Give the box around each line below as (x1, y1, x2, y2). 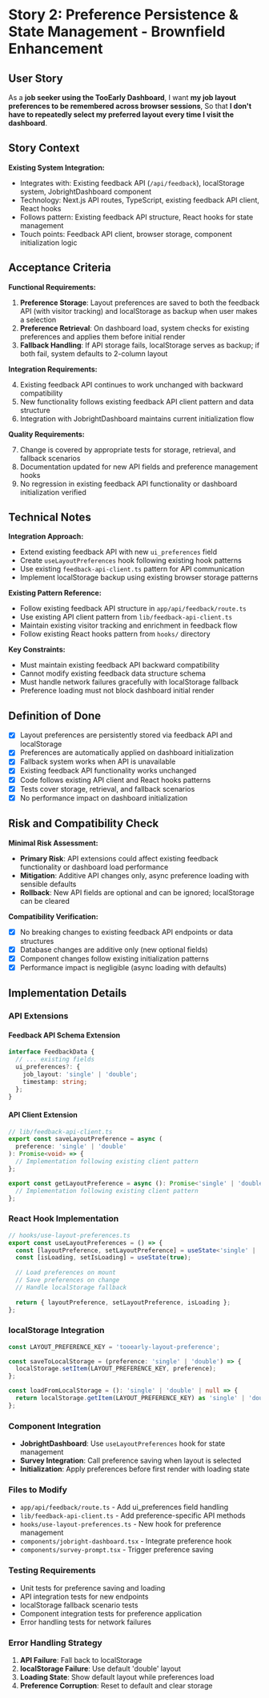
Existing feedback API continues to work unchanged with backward (19, 379, 243, 389)
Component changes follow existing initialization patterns (19, 953, 210, 963)
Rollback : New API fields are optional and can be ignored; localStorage (19, 887, 255, 897)
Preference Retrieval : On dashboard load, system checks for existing (19, 323, 250, 333)
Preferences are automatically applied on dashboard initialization (19, 748, 235, 757)
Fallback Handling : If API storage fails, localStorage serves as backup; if (19, 340, 260, 350)
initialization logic (19, 238, 78, 247)
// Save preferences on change (15, 1276, 120, 1284)
